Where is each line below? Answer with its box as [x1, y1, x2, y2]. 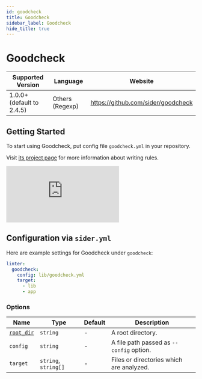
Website [129, 77, 155, 85]
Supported [12, 73, 44, 82]
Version [16, 81, 40, 89]
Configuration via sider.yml [6, 233, 111, 244]
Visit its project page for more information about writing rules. [6, 154, 159, 161]
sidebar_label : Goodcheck [6, 20, 71, 26]
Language [54, 77, 84, 85]
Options [6, 303, 30, 311]
